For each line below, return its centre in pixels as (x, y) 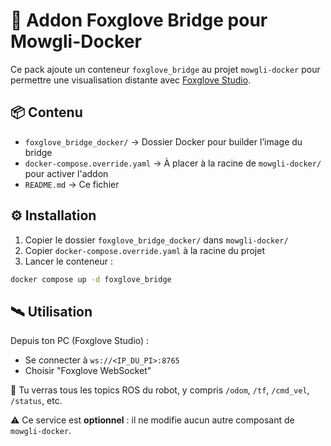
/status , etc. (36, 401)
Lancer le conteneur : (68, 261)
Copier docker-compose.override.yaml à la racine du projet (144, 250)
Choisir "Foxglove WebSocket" (88, 371)
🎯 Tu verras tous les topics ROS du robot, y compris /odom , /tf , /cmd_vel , (160, 390)
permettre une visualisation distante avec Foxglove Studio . (131, 80)
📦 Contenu (46, 112)
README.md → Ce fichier (72, 184)
